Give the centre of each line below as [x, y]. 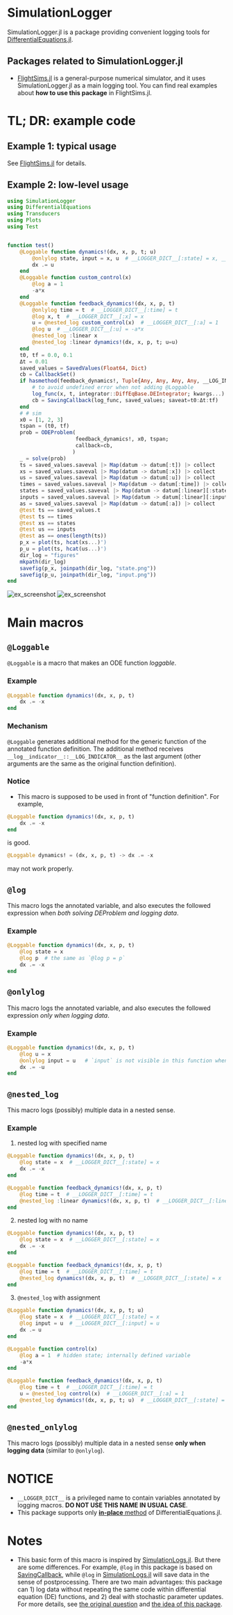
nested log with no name [52, 1220]
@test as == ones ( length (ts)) [63, 536]
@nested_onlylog [42, 1427]
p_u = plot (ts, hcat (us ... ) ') [63, 549]
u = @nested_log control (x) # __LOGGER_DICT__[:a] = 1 [102, 1394]
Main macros [45, 622]
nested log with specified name [62, 1143]
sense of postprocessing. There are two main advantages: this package [120, 1582]
